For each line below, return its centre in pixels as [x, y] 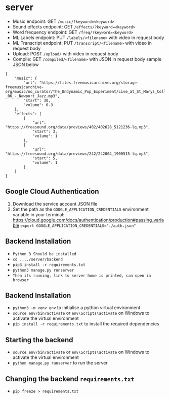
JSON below [26, 64]
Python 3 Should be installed [45, 254]
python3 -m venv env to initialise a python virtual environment [76, 308]
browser [20, 280]
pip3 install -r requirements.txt [49, 265]
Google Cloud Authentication [52, 192]
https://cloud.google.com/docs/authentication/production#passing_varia [88, 220]
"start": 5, [45, 158]
